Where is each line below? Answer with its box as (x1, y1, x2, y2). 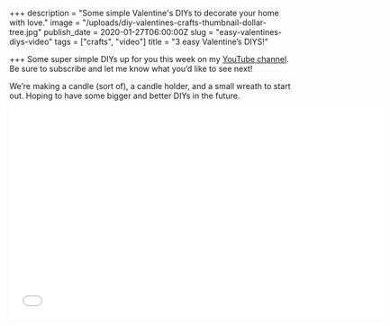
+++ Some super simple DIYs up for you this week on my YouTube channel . (9, 54, 290, 64)
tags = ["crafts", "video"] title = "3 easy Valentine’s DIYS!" (54, 36, 268, 47)
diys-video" (9, 36, 53, 47)
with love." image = (9, 17, 81, 28)
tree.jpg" (9, 27, 42, 37)
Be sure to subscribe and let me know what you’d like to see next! (9, 63, 253, 74)
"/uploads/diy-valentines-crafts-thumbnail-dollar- (82, 17, 268, 28)
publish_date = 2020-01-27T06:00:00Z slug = (43, 27, 214, 37)
